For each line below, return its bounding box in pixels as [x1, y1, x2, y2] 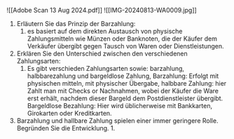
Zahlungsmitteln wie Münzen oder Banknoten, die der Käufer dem [27, 34, 218, 43]
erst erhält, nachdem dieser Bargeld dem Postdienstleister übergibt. [27, 94, 223, 102]
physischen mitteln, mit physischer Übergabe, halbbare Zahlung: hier [27, 79, 227, 87]
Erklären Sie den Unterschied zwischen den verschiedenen [16, 49, 188, 58]
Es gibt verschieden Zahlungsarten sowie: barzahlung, [27, 65, 185, 72]
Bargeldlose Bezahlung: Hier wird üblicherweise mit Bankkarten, [27, 102, 213, 110]
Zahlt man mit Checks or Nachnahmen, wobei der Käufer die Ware [27, 87, 219, 95]
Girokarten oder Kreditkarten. [27, 109, 113, 117]
